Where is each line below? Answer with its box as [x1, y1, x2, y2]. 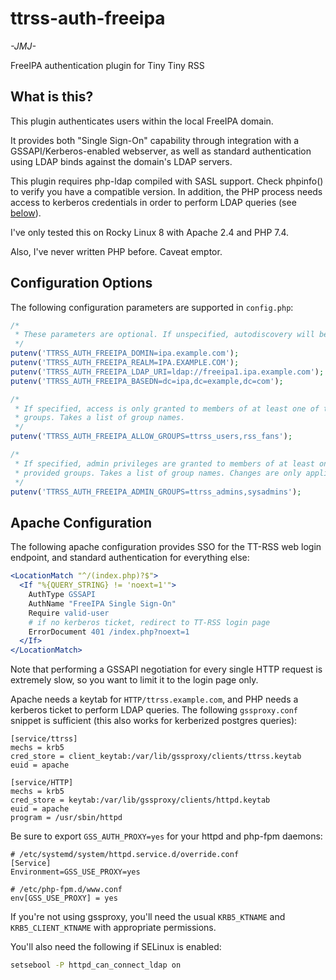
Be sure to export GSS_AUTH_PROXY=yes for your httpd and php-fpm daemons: [10, 830, 323, 842]
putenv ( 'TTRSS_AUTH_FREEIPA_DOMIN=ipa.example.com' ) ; [10, 348, 240, 359]
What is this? [10, 88, 94, 106]
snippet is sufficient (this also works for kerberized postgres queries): [10, 715, 298, 727]
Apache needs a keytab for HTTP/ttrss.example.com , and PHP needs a [10, 693, 299, 706]
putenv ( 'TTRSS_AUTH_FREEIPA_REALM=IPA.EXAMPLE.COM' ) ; [10, 358, 240, 368]
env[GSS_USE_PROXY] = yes [10, 893, 118, 904]
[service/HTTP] [10, 778, 74, 788]
